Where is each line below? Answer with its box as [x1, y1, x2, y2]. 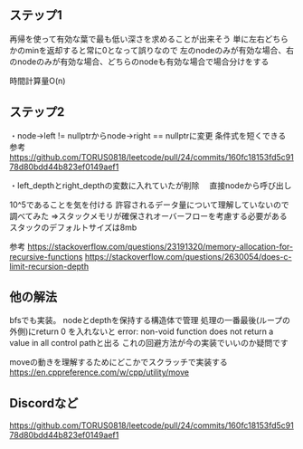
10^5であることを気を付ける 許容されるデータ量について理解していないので [9, 199, 289, 210]
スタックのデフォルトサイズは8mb [9, 222, 137, 233]
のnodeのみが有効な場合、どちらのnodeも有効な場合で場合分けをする [9, 56, 270, 67]
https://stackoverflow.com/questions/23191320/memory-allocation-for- [26, 241, 294, 252]
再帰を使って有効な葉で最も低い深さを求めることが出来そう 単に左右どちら [9, 33, 289, 44]
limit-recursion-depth [9, 261, 89, 272]
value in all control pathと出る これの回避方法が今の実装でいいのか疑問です [9, 338, 289, 349]
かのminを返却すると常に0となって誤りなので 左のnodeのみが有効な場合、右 [9, 44, 294, 55]
